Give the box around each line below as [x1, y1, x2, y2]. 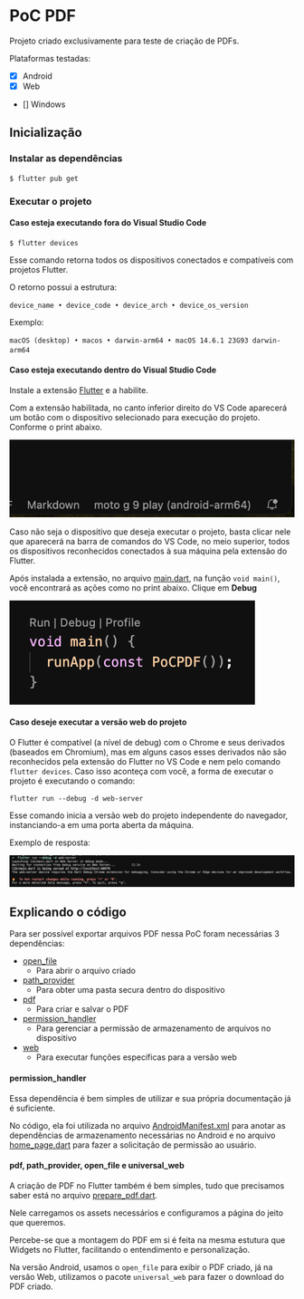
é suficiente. [9, 1102, 56, 1113]
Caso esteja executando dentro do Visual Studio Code [9, 364, 217, 376]
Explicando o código [9, 905, 127, 919]
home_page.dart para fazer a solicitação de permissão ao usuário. [9, 1139, 257, 1150]
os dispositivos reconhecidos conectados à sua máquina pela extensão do [9, 545, 288, 556]
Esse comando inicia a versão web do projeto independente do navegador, [9, 810, 289, 821]
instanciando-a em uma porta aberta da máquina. [9, 820, 195, 830]
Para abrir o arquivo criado [35, 966, 136, 977]
